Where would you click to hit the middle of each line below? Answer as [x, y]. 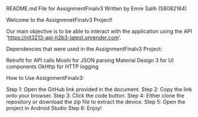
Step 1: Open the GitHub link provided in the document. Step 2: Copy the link [99, 89]
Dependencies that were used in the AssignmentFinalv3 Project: [84, 49]
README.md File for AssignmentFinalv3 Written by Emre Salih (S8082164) [97, 9]
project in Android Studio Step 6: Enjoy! [54, 108]
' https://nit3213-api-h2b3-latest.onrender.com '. [64, 37]
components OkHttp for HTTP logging [52, 66]
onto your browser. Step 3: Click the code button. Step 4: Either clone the [95, 96]
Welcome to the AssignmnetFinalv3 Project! [59, 20]
